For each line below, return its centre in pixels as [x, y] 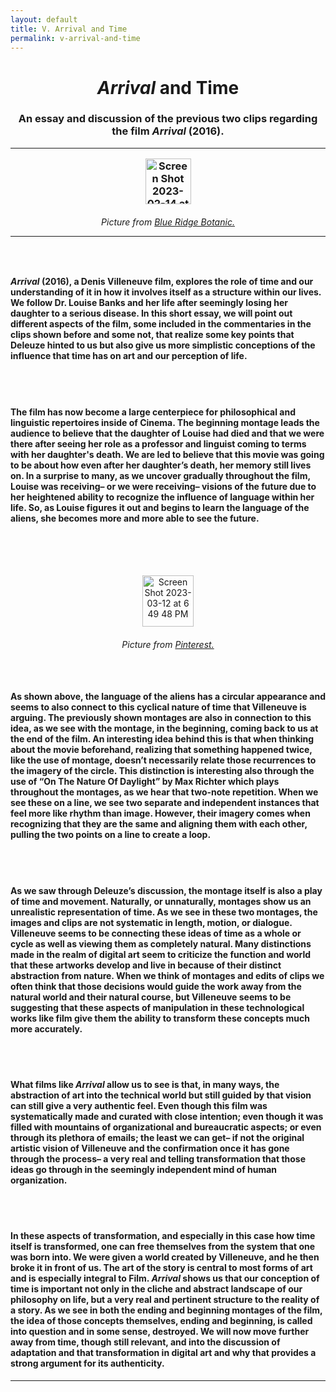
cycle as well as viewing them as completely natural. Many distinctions [161, 943]
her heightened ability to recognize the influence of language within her [162, 497]
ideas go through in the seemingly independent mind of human [144, 1169]
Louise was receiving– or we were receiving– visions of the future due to [163, 486]
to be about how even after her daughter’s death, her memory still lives [161, 465]
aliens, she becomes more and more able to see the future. [135, 518]
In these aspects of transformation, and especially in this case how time [163, 1236]
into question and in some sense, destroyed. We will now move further [160, 1332]
